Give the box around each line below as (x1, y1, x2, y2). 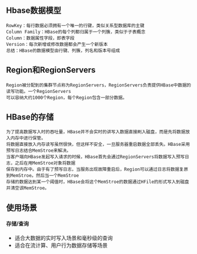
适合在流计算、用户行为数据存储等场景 (14, 242, 108, 249)
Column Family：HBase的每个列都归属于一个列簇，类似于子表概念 (6, 29, 146, 35)
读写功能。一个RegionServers (6, 88, 72, 94)
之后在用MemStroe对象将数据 (14, 161, 76, 166)
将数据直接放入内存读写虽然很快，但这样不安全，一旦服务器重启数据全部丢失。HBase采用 (6, 142, 190, 148)
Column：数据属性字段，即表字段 (6, 35, 75, 41)
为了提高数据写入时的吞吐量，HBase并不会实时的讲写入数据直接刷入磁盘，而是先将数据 (6, 129, 186, 135)
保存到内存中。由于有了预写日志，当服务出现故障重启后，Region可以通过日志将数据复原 (6, 166, 188, 172)
